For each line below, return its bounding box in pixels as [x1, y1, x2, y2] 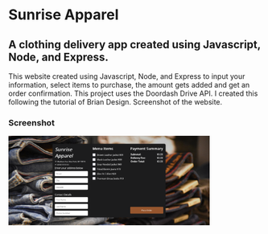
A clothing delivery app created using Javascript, [8, 38, 262, 51]
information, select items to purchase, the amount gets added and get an [8, 80, 250, 89]
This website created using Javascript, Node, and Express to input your [8, 72, 245, 81]
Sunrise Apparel [8, 6, 119, 24]
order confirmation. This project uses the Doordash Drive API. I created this [8, 88, 258, 98]
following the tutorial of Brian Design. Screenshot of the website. [8, 97, 223, 106]
